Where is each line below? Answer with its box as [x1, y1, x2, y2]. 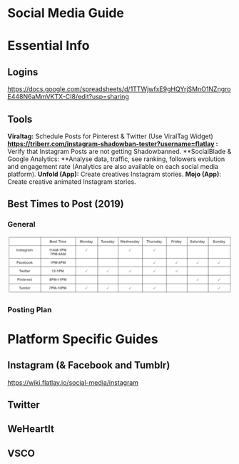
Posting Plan [7, 304, 52, 314]
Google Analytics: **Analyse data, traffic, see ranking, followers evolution [7, 155, 225, 163]
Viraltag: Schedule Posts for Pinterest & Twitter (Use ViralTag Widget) [7, 132, 214, 140]
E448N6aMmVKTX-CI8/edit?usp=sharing [7, 93, 130, 101]
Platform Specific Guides [7, 331, 158, 347]
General [7, 220, 36, 230]
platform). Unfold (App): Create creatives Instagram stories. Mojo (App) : [7, 170, 221, 178]
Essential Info [7, 38, 90, 54]
